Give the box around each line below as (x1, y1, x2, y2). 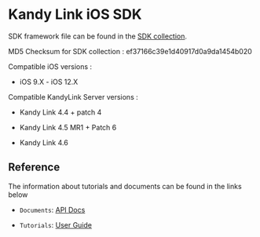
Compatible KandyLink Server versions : (8, 92, 139, 101)
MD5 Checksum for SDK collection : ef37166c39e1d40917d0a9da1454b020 (8, 46, 253, 56)
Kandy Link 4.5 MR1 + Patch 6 (19, 122, 117, 132)
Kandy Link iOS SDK (8, 5, 142, 24)
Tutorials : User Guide (19, 220, 93, 229)
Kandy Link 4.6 (19, 137, 68, 147)
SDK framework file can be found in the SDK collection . (8, 31, 187, 41)
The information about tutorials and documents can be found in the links (8, 181, 242, 191)
